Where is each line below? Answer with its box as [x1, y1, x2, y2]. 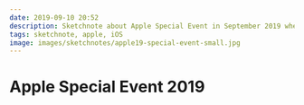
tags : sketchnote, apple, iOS [9, 30, 124, 39]
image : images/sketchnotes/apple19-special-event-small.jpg [9, 38, 242, 48]
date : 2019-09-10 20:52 [9, 13, 100, 22]
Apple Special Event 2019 [9, 77, 205, 97]
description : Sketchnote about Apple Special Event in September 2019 [9, 22, 281, 31]
